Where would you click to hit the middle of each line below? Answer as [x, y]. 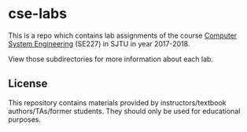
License [28, 84]
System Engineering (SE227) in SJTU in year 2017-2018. [99, 43]
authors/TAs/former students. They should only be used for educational [124, 111]
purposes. [25, 119]
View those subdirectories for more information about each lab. [111, 59]
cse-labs [38, 14]
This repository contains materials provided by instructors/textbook [117, 102]
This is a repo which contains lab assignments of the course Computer [123, 35]
